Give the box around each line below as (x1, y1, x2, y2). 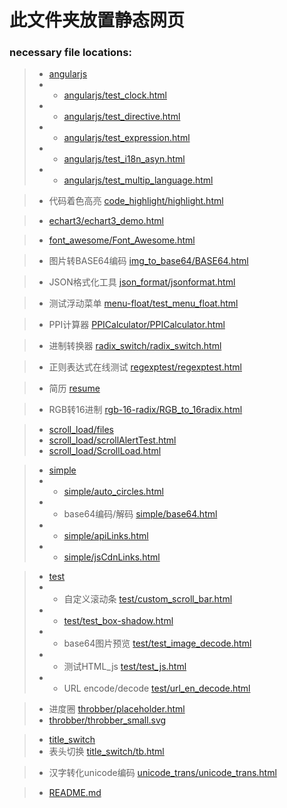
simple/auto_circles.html (63, 486, 164, 498)
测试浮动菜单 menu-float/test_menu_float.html (48, 297, 239, 310)
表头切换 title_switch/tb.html (48, 746, 165, 758)
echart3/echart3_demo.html (48, 215, 164, 227)
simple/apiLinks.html (63, 530, 149, 542)
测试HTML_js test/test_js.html (63, 661, 187, 673)
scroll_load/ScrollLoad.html (48, 445, 162, 457)
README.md (48, 787, 102, 799)
